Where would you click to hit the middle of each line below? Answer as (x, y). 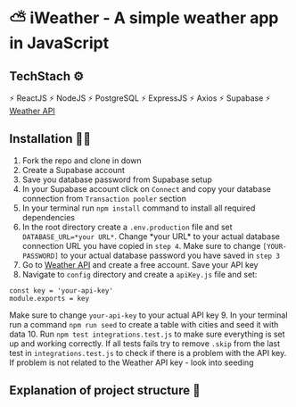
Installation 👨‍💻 (50, 139)
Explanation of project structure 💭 (105, 390)
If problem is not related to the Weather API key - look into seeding (132, 362)
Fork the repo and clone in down (82, 160)
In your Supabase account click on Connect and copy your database (147, 188)
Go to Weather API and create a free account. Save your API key (140, 264)
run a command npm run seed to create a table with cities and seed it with (144, 324)
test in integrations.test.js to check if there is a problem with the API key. (148, 353)
